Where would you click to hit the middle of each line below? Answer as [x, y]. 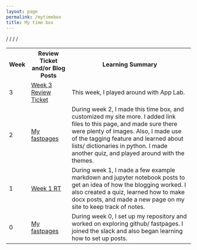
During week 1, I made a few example [123, 170]
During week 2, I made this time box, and [128, 109]
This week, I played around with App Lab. [128, 93]
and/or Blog [49, 68]
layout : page [22, 11]
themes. [82, 161]
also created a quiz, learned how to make [128, 192]
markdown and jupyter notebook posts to [128, 178]
